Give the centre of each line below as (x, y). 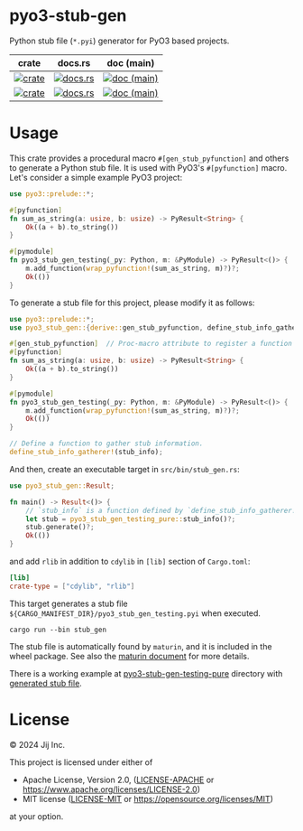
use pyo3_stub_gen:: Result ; (62, 486)
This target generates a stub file (69, 603)
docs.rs (74, 62)
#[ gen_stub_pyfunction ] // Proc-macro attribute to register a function (151, 344)
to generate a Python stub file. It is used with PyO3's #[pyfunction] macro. (148, 167)
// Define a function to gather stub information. (106, 444)
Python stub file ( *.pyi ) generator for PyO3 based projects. (119, 41)
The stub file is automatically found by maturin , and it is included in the (141, 646)
